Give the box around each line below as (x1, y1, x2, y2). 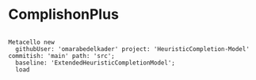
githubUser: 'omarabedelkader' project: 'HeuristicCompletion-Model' (15, 45, 250, 53)
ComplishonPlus (8, 5, 119, 24)
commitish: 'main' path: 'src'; (8, 52, 115, 60)
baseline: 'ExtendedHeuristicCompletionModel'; (15, 59, 176, 67)
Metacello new (8, 38, 55, 46)
